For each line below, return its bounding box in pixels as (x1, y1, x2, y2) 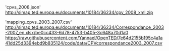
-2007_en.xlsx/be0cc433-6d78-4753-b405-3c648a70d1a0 (5, 30, 129, 35)
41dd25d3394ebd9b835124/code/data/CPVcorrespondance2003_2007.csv (5, 40, 162, 46)
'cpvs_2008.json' (5, 4, 41, 10)
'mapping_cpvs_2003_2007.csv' (5, 19, 72, 25)
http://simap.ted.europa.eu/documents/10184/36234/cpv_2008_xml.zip (5, 9, 153, 15)
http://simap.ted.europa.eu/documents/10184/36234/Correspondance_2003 (5, 24, 164, 30)
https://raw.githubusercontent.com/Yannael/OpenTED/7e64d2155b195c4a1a (5, 35, 163, 41)
